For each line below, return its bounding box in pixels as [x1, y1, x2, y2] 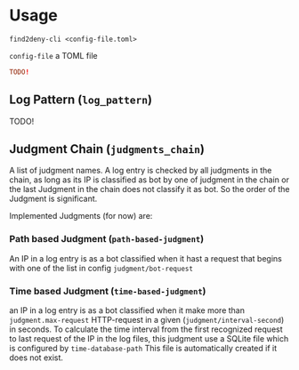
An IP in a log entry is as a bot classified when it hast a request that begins [9, 253, 282, 263]
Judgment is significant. [9, 193, 98, 205]
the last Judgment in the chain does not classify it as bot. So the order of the [9, 184, 290, 195]
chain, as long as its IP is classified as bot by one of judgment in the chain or [9, 174, 289, 185]
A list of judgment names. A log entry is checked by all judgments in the [9, 165, 272, 176]
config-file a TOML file [9, 50, 98, 60]
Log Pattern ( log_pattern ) [9, 92, 153, 108]
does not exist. [9, 352, 64, 363]
